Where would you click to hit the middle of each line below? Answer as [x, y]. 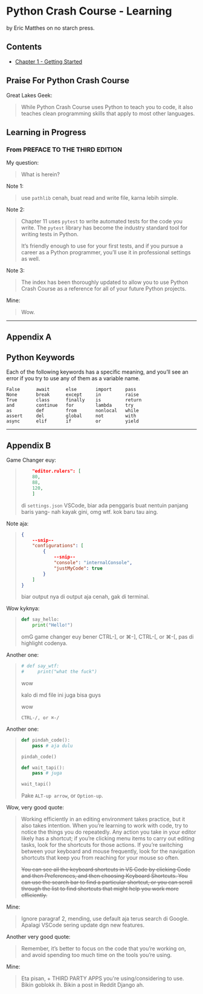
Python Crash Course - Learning [89, 11]
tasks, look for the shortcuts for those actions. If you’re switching [102, 845]
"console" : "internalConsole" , [93, 563]
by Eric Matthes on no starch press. [50, 28]
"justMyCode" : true [78, 568]
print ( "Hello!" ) [53, 625]
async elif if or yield [72, 421]
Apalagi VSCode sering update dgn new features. [83, 925]
